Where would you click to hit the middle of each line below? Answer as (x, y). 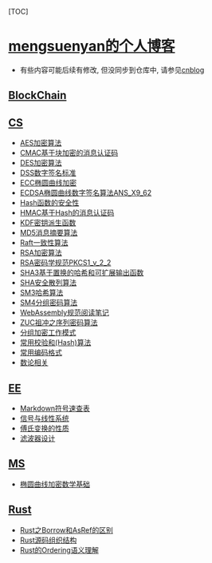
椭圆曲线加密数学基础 (55, 484)
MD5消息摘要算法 (49, 233)
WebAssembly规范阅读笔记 (64, 313)
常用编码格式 (41, 353)
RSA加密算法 (41, 253)
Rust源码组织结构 (48, 540)
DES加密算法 (41, 163)
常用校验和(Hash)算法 (55, 343)
